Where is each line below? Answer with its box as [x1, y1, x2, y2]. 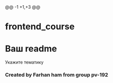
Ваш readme [5, 43, 57, 54]
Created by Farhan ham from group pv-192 [5, 71, 109, 78]
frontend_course [5, 21, 75, 32]
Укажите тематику [5, 59, 44, 65]
